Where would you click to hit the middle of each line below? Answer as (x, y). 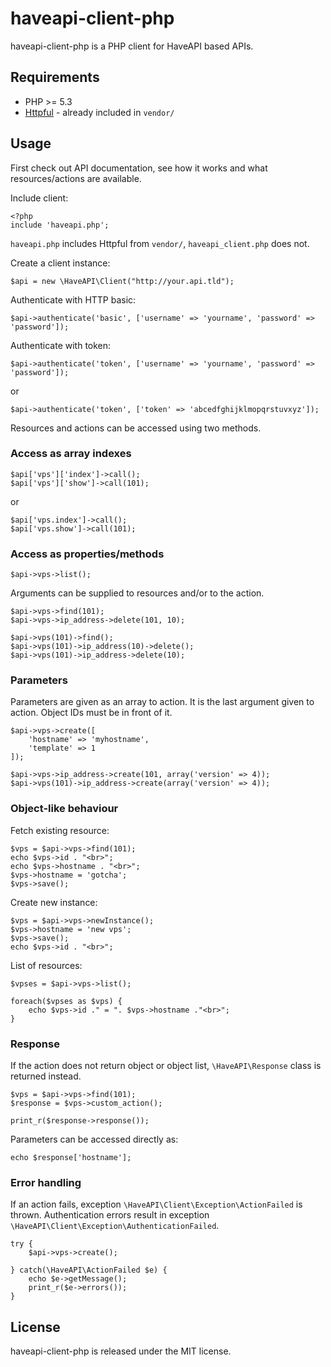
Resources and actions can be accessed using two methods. (136, 428)
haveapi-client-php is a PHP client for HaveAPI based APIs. (132, 46)
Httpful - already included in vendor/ (99, 112)
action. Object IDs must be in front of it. (91, 713)
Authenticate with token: (61, 345)
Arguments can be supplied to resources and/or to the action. (137, 593)
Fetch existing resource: (60, 830)
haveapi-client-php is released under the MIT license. (121, 1351)
